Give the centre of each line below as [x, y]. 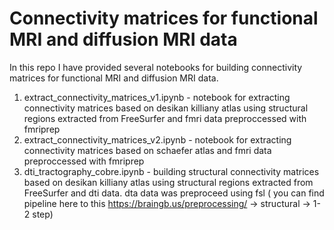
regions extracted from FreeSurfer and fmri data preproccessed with [165, 118]
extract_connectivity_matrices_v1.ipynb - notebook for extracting [157, 97]
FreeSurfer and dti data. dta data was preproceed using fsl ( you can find [174, 193]
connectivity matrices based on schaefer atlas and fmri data [147, 150]
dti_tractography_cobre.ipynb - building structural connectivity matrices [171, 171]
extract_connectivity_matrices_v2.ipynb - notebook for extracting [157, 139]
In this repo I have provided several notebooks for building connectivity [156, 67]
